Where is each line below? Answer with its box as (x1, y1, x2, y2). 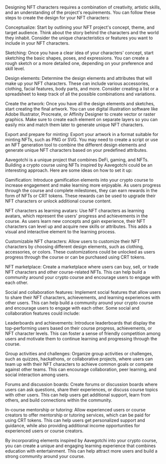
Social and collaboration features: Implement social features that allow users (5, 289, 161, 295)
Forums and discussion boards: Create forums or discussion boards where (5, 382, 158, 387)
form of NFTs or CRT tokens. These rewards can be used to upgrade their (5, 193, 156, 199)
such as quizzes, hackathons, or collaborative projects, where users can (5, 356, 153, 362)
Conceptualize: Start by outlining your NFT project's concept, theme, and (5, 24, 155, 30)
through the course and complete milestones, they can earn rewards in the (5, 188, 158, 193)
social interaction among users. (5, 372, 69, 378)
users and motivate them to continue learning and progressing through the (5, 336, 158, 341)
